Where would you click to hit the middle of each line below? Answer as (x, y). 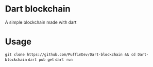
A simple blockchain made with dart (41, 22)
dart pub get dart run (50, 60)
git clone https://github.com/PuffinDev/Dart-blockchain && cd (70, 54)
